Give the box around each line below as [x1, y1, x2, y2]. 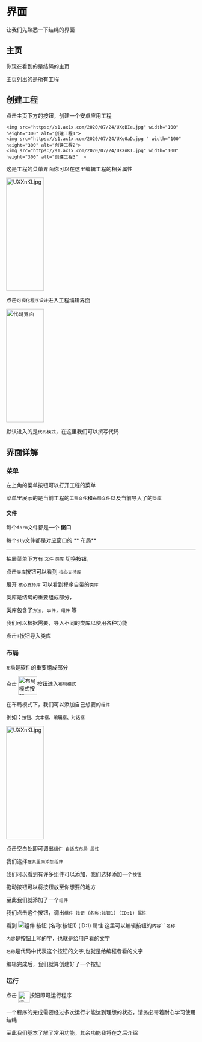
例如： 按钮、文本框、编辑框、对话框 [6, 713, 85, 721]
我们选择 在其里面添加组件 [6, 857, 64, 865]
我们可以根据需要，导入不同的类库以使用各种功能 [6, 619, 127, 627]
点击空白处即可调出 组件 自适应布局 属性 [6, 845, 100, 852]
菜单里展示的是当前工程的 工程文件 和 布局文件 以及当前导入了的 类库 [6, 494, 162, 502]
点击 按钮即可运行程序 [6, 992, 72, 999]
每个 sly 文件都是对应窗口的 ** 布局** [6, 537, 97, 544]
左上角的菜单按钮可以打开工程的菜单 [6, 482, 96, 489]
